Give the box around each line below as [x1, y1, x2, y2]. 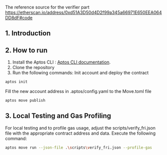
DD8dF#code [5, 15, 33, 20]
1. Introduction [5, 29, 51, 38]
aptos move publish [5, 98, 46, 103]
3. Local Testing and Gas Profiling [5, 112, 111, 120]
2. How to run [5, 46, 48, 54]
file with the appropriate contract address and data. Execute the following [5, 130, 156, 136]
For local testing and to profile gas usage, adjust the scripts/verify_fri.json [5, 125, 156, 131]
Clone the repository [12, 65, 55, 71]
